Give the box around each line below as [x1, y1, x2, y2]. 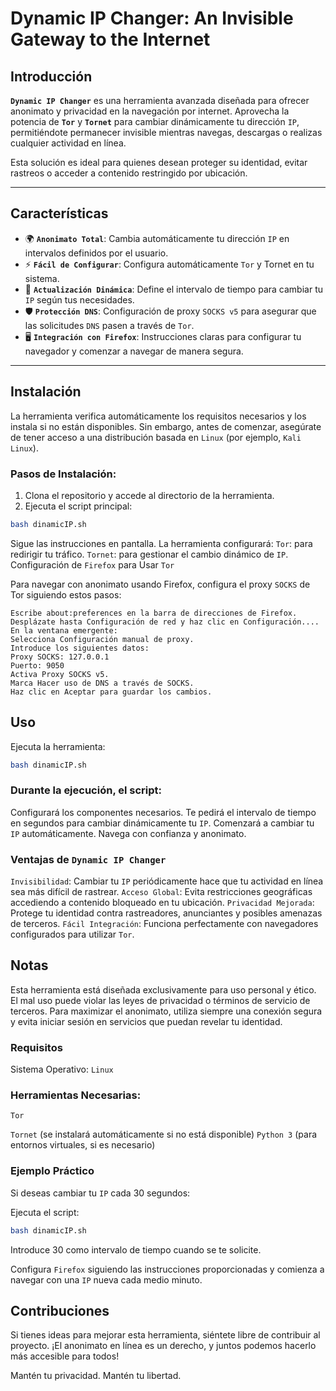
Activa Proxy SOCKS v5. [10, 669, 110, 679]
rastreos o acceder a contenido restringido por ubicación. [10, 167, 248, 179]
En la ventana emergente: [10, 625, 118, 636]
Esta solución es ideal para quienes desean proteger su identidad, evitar [10, 157, 308, 168]
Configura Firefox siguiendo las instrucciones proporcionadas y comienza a [10, 1263, 325, 1275]
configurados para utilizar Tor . [10, 928, 135, 941]
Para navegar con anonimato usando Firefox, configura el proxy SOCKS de [10, 578, 311, 590]
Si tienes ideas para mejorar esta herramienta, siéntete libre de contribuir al [10, 1329, 321, 1341]
